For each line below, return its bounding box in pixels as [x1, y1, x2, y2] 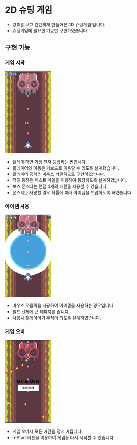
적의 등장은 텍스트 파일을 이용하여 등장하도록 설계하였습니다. [12, 177, 128, 183]
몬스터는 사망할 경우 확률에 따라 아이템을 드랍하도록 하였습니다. [12, 189, 133, 195]
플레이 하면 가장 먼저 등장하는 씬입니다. [12, 159, 87, 165]
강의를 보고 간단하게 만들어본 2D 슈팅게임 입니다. [12, 22, 106, 27]
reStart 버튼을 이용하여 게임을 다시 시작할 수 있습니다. [12, 435, 115, 441]
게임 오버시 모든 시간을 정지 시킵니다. [12, 428, 83, 434]
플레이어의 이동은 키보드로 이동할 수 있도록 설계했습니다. [12, 165, 120, 171]
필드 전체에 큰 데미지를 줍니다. [12, 308, 70, 314]
